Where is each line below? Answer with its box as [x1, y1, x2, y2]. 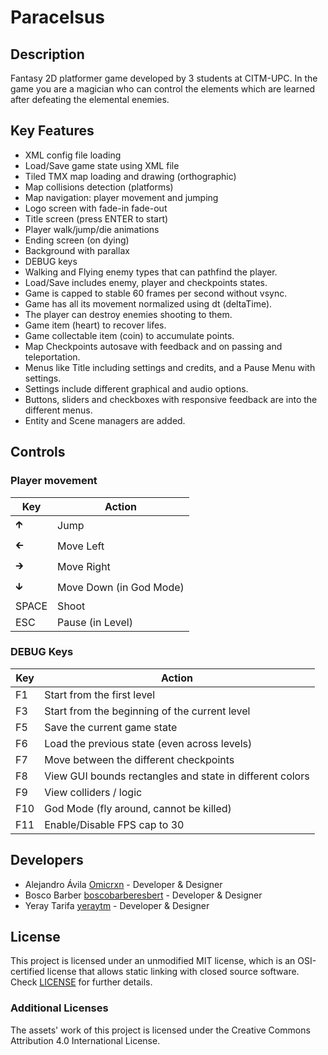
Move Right [57, 560, 111, 573]
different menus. [24, 404, 93, 416]
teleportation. [24, 351, 81, 363]
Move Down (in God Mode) [57, 581, 185, 594]
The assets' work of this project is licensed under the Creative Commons [10, 1024, 311, 1036]
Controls [10, 444, 66, 461]
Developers [10, 852, 84, 869]
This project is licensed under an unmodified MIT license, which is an [10, 955, 296, 967]
